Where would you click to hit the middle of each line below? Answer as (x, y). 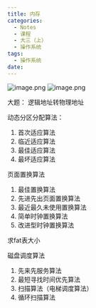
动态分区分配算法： (36, 117)
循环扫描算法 (36, 297)
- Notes (25, 27)
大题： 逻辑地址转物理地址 (46, 102)
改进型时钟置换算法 (46, 225)
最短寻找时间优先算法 (49, 279)
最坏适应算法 (36, 159)
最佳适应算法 (36, 150)
